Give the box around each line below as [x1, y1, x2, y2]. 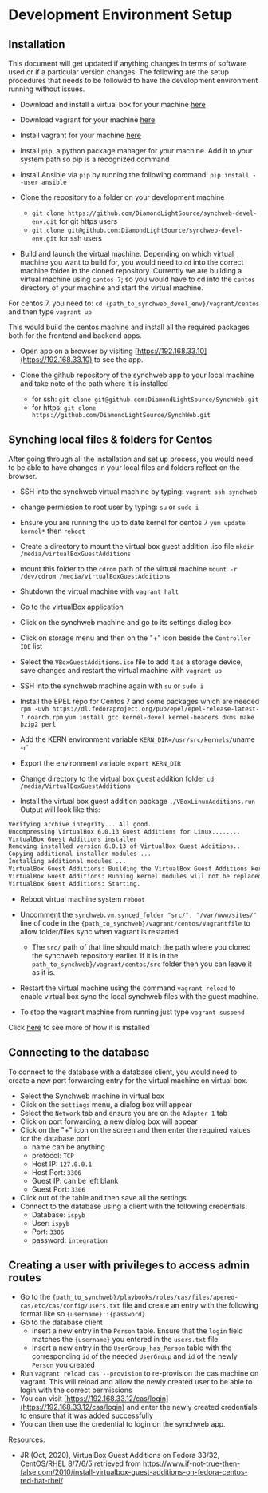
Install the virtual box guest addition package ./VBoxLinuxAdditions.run [19, 796, 255, 806]
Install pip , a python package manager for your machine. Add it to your [19, 146, 253, 155]
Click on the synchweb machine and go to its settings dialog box [19, 617, 233, 627]
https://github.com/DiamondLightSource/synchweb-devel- [67, 209, 258, 217]
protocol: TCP [31, 1150, 74, 1160]
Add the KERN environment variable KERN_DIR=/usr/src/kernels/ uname [19, 734, 255, 744]
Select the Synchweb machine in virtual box [19, 1091, 165, 1101]
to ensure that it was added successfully [19, 1411, 154, 1420]
